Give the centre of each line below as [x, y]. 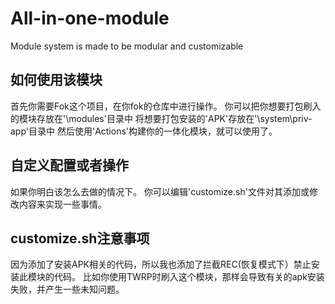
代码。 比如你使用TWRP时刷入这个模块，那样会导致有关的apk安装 [189, 277]
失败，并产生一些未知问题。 [67, 289]
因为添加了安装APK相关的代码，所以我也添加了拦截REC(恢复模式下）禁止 [161, 264]
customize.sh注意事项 [80, 238]
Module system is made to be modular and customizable [127, 46]
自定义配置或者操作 [69, 165]
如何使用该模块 [56, 80]
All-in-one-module [90, 18]
